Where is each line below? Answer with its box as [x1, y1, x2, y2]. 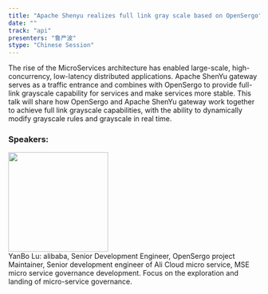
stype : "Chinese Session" [8, 41, 94, 49]
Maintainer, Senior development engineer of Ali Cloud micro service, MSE [8, 260, 250, 269]
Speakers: [8, 134, 49, 145]
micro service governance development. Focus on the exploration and [8, 269, 239, 278]
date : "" [8, 19, 37, 27]
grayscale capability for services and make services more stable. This [21, 88, 251, 98]
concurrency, [8, 72, 52, 81]
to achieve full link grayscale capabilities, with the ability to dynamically [8, 105, 243, 116]
